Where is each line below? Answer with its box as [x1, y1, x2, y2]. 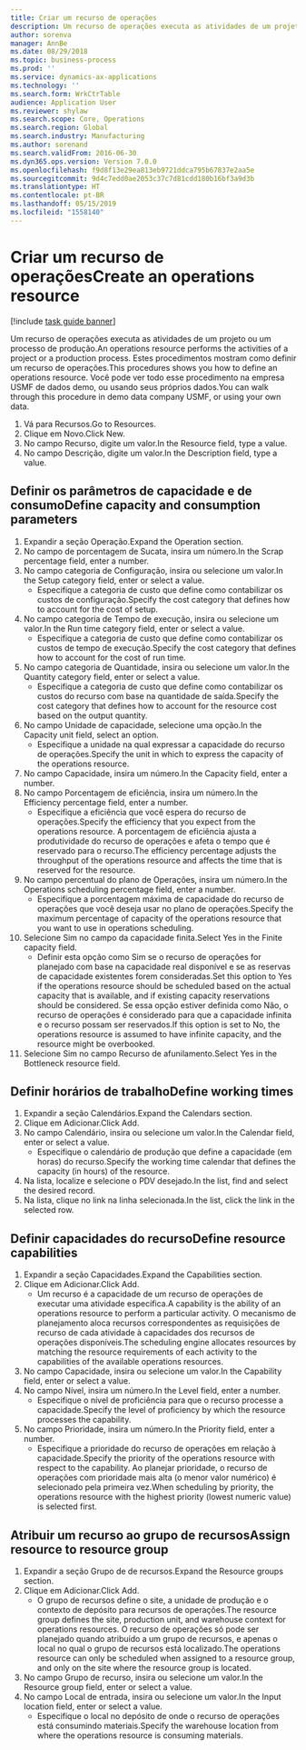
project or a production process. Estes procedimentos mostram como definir [10, 352, 297, 364]
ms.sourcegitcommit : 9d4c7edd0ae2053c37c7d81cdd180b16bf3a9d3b [10, 174, 255, 183]
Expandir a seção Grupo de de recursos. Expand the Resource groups [23, 1565, 284, 1576]
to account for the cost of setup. [36, 604, 158, 615]
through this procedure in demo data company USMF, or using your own [10, 391, 281, 402]
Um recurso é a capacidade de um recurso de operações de [36, 1288, 263, 1300]
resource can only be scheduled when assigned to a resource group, [36, 1652, 296, 1664]
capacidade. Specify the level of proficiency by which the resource [36, 1405, 286, 1415]
